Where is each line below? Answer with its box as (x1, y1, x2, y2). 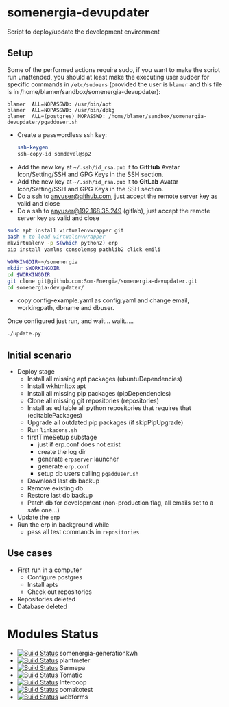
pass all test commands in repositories (27, 528, 140, 536)
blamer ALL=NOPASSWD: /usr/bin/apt (7, 101, 112, 108)
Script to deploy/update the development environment (7, 27, 160, 36)
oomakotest (59, 685, 93, 693)
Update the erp (16, 513, 60, 522)
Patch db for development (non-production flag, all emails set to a (27, 499, 214, 507)
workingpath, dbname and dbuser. (16, 304, 114, 312)
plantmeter (59, 656, 91, 664)
